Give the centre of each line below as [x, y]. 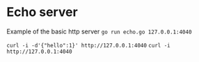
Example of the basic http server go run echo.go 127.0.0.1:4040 [99, 31]
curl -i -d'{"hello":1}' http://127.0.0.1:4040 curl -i [89, 45]
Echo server [42, 12]
